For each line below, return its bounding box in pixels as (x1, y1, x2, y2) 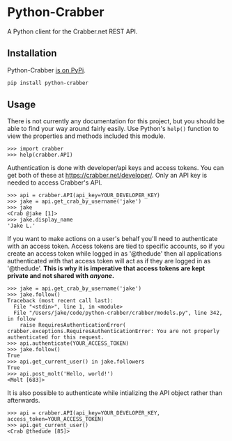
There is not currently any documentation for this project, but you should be (7, 117, 225, 125)
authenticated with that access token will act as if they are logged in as (7, 257, 211, 265)
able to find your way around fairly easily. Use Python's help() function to (7, 125, 219, 133)
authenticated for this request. (7, 334, 105, 341)
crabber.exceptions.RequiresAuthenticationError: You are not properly (7, 328, 219, 335)
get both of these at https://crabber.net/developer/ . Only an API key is (7, 171, 208, 180)
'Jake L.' (7, 222, 36, 230)
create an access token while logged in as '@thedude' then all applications (7, 249, 222, 258)
